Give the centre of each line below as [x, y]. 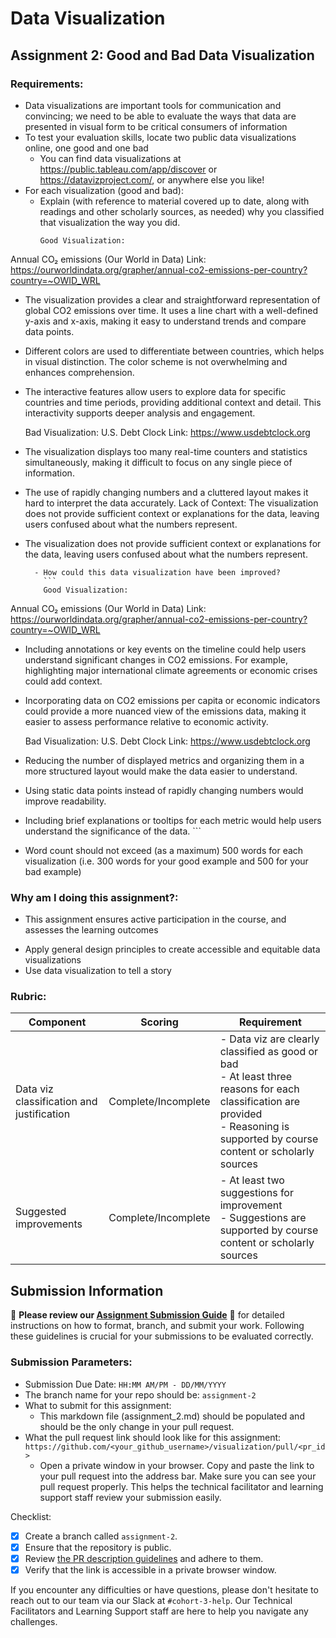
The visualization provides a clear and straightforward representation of [172, 299]
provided [241, 1114]
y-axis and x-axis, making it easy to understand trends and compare [165, 321]
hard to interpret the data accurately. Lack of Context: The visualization [171, 503]
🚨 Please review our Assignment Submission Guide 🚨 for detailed [147, 1315]
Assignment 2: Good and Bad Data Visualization [162, 55]
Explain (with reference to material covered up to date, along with [174, 201]
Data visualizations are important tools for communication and [153, 105]
